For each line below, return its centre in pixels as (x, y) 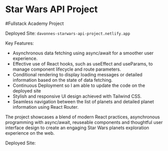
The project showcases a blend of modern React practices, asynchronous (82, 117)
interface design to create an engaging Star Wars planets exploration (77, 128)
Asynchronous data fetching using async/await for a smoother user (83, 53)
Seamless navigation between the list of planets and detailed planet (83, 101)
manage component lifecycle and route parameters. (67, 69)
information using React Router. (45, 107)
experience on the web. (30, 133)
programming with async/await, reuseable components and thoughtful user (84, 122)
